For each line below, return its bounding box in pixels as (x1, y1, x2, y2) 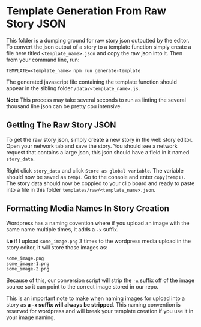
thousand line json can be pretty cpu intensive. (6, 102, 122, 109)
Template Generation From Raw (6, 4, 166, 18)
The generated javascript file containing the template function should (6, 78, 177, 85)
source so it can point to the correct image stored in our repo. (6, 283, 159, 290)
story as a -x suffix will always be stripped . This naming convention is (6, 301, 181, 308)
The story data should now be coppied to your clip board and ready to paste (6, 179, 195, 187)
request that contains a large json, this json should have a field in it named (6, 148, 190, 156)
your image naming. (6, 314, 56, 321)
